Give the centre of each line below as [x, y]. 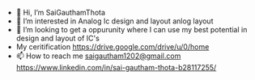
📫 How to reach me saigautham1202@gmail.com [98, 56]
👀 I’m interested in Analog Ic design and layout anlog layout [115, 21]
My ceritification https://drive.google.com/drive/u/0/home [113, 47]
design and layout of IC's [57, 38]
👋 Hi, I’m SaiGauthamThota [61, 13]
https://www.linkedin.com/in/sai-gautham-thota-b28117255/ [116, 67]
